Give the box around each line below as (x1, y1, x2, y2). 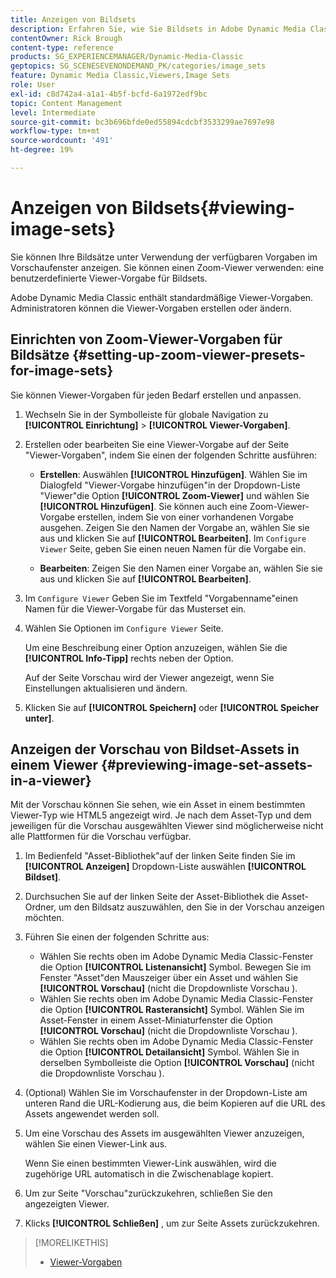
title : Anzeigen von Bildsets (10, 14, 137, 25)
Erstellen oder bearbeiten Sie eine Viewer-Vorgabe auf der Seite (24, 438, 290, 450)
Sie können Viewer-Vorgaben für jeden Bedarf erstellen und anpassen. (10, 389, 302, 401)
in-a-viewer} (10, 772, 92, 790)
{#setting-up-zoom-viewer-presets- (72, 347, 306, 364)
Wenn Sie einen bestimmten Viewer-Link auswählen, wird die (24, 1157, 277, 1170)
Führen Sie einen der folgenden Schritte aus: (24, 931, 210, 943)
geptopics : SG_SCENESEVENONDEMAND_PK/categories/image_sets (10, 61, 267, 71)
